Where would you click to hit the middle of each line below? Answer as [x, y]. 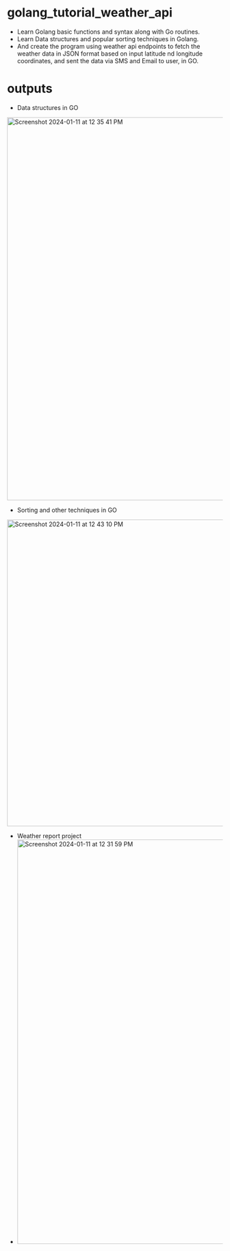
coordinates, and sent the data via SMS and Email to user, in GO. [108, 60]
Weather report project [49, 835]
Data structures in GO [48, 107]
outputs [30, 89]
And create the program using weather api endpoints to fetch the [108, 46]
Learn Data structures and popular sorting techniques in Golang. [108, 38]
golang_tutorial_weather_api [90, 13]
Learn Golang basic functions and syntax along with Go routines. [108, 32]
